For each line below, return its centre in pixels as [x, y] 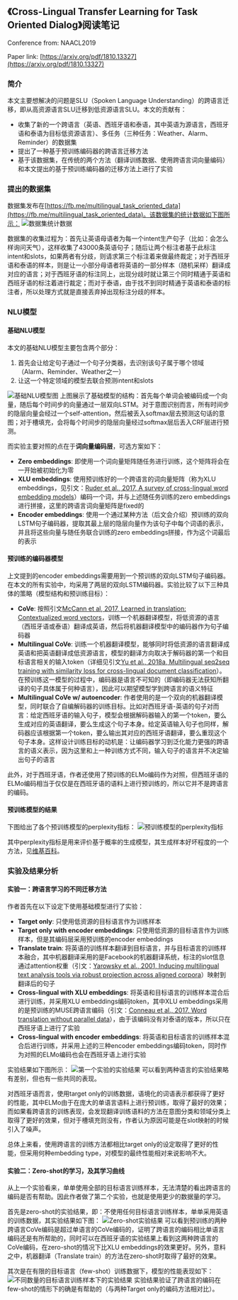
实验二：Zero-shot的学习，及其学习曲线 [66, 1171]
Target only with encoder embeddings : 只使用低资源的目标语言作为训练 [123, 930]
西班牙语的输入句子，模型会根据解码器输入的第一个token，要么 [134, 715]
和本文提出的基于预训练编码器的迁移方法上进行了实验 [95, 169]
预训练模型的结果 [32, 810]
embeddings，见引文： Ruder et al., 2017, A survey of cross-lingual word [123, 488]
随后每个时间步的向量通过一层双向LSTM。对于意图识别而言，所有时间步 [124, 404]
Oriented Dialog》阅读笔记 [63, 25]
